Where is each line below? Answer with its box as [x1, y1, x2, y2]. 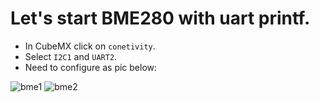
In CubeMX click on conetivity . [24, 40, 156, 52]
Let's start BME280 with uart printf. [10, 7, 311, 30]
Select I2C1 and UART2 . [24, 50, 118, 62]
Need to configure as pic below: [24, 61, 158, 73]
